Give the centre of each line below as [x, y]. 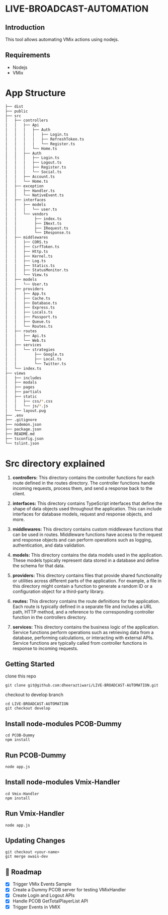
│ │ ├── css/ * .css [29, 401]
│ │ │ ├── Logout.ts [33, 163]
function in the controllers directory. [50, 617]
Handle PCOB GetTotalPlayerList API [50, 901]
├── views [16, 373]
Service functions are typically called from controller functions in [80, 643]
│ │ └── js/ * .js [27, 406]
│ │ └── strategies [30, 350]
